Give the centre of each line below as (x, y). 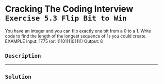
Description (23, 56)
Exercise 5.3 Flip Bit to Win (66, 18)
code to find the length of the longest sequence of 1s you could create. (76, 36)
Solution (18, 77)
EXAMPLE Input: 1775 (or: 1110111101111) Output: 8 (54, 41)
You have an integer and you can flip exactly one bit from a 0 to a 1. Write (78, 31)
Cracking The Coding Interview (69, 9)
